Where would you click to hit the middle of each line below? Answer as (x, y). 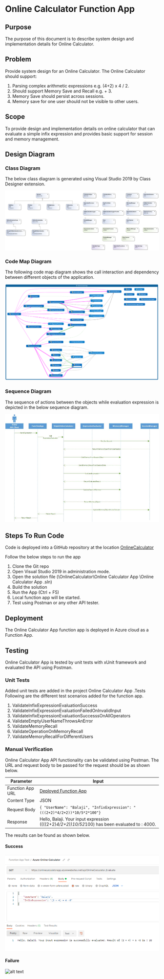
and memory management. (32, 139)
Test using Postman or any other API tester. (56, 603)
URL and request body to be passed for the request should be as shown (78, 765)
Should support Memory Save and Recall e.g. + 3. (62, 91)
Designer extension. (25, 184)
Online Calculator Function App (70, 9)
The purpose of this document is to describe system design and (70, 39)
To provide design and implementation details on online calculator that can (80, 129)
